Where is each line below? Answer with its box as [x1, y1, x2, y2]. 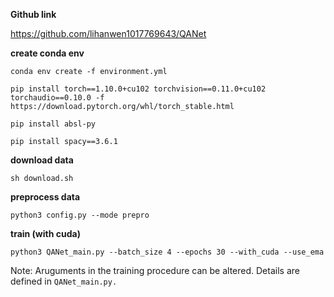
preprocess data [10, 191, 81, 203]
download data [10, 154, 74, 166]
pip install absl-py [10, 119, 97, 129]
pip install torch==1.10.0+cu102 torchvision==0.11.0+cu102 [10, 84, 267, 94]
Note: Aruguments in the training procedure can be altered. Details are [10, 265, 300, 276]
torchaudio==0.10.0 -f [10, 93, 105, 103]
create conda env [10, 47, 85, 59]
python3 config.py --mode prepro [10, 210, 150, 220]
